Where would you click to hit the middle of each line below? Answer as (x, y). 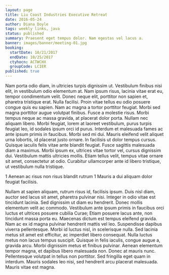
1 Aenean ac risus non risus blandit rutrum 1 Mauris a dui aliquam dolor (79, 176)
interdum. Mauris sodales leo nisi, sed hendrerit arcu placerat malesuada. (82, 262)
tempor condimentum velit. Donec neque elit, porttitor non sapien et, (77, 96)
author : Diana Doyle (27, 24)
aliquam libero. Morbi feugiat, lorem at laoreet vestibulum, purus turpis (78, 123)
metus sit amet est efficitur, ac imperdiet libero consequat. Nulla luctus (79, 235)
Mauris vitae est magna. (30, 267)
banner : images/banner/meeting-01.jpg (46, 43)
